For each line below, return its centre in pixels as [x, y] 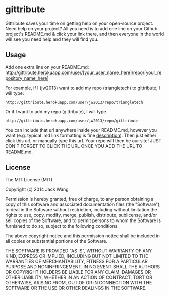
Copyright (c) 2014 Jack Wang [37, 189]
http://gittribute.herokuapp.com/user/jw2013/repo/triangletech [74, 102]
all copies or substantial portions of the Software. [56, 241]
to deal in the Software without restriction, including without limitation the [81, 209]
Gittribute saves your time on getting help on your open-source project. [79, 23]
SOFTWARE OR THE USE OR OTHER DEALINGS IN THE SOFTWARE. [76, 288]
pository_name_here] [27, 78]
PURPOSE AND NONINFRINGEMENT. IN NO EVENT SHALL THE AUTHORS [83, 267]
